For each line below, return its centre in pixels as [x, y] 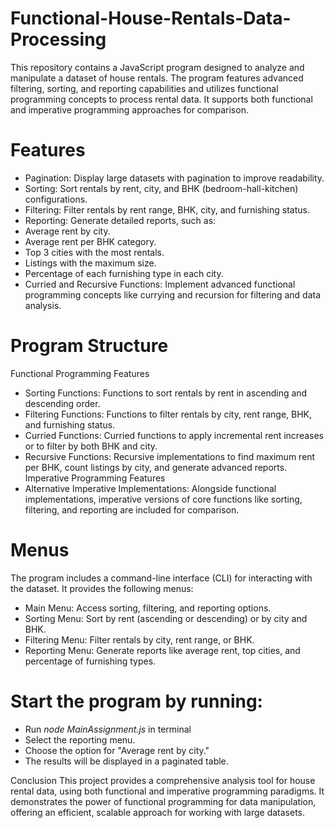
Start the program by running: [136, 701]
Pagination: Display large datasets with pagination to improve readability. [174, 178]
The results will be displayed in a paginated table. [126, 761]
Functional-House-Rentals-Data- [151, 18]
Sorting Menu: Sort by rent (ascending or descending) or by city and [166, 618]
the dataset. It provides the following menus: [102, 588]
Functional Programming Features [80, 373]
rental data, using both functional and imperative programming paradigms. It [167, 791]
